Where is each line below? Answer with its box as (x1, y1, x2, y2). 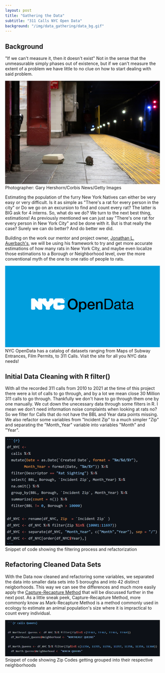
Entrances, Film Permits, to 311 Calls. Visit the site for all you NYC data (5, 353, 147, 359)
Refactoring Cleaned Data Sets (5, 560, 102, 569)
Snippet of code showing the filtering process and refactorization (5, 546, 137, 552)
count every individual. (5, 610, 52, 616)
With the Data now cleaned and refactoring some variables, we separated (5, 573, 154, 580)
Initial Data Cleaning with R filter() (5, 372, 110, 380)
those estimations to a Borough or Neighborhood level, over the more (5, 251, 145, 257)
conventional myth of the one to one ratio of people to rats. (5, 256, 124, 262)
